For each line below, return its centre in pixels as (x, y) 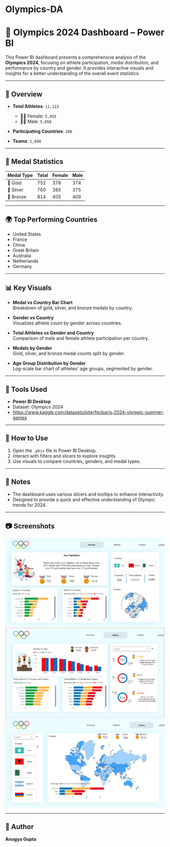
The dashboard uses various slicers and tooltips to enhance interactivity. (88, 494)
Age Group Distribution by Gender (49, 364)
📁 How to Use (27, 438)
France (20, 239)
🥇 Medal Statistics (34, 162)
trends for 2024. (30, 505)
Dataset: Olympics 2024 (38, 407)
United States (27, 234)
